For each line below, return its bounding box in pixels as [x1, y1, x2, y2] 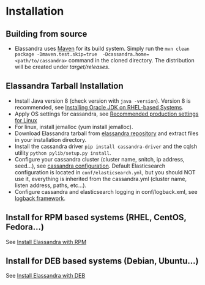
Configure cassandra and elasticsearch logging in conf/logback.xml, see [14, 188, 198, 195]
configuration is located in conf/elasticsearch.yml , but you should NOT [14, 168, 196, 176]
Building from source [6, 29, 88, 39]
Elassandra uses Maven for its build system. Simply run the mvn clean [14, 45, 190, 52]
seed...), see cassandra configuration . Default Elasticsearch [14, 162, 166, 169]
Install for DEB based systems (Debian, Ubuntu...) [6, 256, 199, 267]
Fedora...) [6, 222, 44, 232]
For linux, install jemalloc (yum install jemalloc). [14, 123, 133, 130]
